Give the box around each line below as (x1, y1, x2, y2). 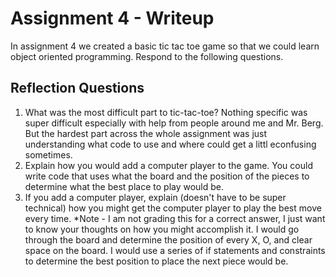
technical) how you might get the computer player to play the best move (24, 202, 322, 214)
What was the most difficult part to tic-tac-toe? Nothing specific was (24, 106, 308, 118)
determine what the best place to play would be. (24, 180, 225, 192)
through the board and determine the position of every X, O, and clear (24, 233, 313, 246)
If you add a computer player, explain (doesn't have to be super (24, 191, 287, 203)
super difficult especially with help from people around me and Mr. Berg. (24, 117, 324, 129)
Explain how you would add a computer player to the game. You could (24, 159, 313, 171)
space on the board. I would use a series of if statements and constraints (24, 244, 326, 256)
